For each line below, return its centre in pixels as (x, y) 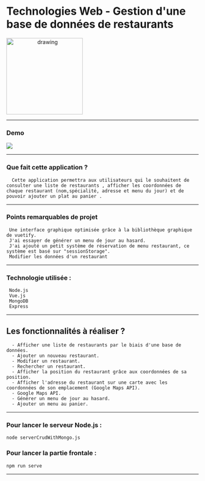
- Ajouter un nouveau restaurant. (56, 356)
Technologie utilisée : (39, 278)
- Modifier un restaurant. (46, 361)
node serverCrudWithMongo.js (43, 438)
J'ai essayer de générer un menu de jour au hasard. (77, 240)
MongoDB (19, 301)
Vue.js (17, 296)
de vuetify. (21, 235)
